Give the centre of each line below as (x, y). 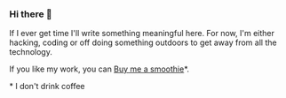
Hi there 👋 (31, 14)
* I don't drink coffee (47, 87)
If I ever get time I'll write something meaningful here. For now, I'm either (142, 34)
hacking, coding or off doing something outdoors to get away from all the (143, 42)
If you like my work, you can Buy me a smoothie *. (99, 69)
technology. (31, 52)
